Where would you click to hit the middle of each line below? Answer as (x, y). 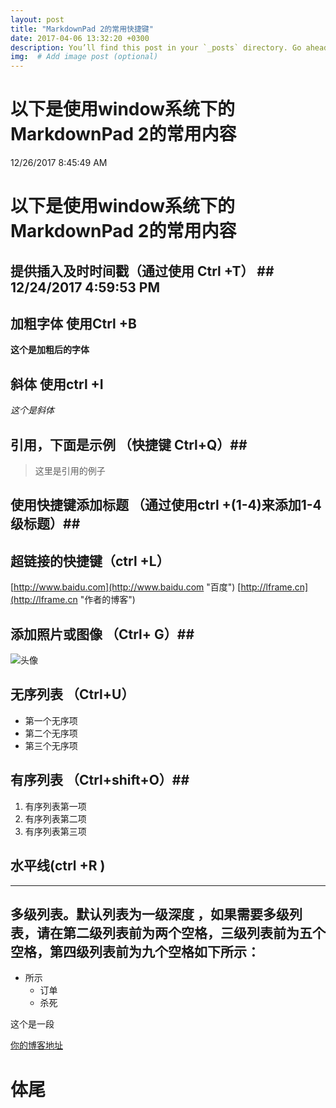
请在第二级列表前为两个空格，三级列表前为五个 (181, 932)
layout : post (37, 19)
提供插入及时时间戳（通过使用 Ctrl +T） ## (142, 271)
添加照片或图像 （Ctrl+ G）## (102, 634)
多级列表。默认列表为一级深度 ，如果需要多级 (150, 914)
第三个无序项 (51, 745)
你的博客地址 (36, 1045)
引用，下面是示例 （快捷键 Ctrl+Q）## (129, 444)
